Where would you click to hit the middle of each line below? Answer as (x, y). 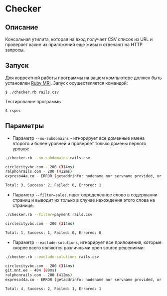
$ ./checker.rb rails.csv (32, 92)
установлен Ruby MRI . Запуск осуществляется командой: (67, 83)
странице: (23, 205)
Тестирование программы (33, 101)
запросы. (15, 50)
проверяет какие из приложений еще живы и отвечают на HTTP (74, 45)
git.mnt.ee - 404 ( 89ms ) (31, 270)
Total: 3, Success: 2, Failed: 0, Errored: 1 (53, 185)
